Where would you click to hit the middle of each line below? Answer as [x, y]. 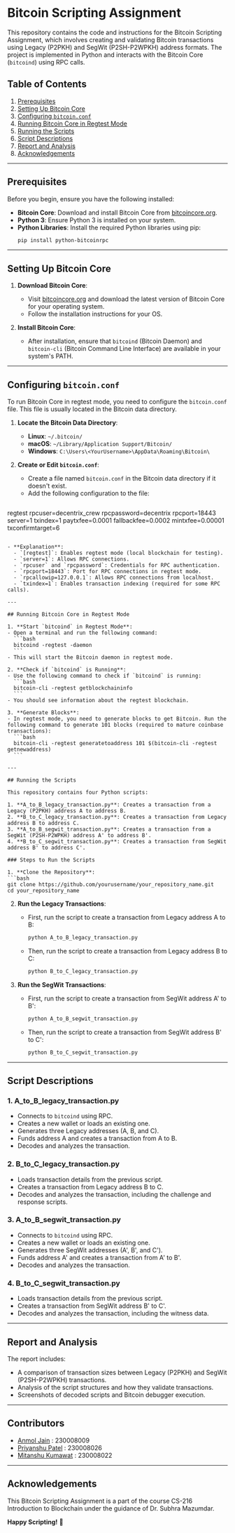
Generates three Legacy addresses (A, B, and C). [88, 1131]
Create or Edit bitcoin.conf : [58, 465]
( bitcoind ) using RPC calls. [46, 62]
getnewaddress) [29, 750]
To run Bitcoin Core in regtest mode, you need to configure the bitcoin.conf [117, 402]
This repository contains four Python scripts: [78, 793]
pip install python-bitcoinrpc [63, 240]
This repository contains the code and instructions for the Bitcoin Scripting [115, 32]
